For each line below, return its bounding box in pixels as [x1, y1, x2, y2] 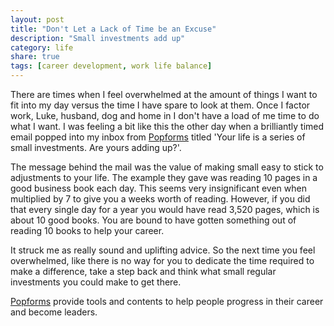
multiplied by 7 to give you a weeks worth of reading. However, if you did [10, 193, 311, 205]
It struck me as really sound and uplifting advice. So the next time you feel [10, 244, 316, 256]
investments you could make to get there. [10, 276, 182, 288]
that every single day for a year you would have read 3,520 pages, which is [10, 204, 320, 215]
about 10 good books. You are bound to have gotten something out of [10, 214, 297, 226]
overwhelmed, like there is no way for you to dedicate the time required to [10, 255, 315, 266]
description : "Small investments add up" [10, 33, 186, 43]
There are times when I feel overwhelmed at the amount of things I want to [10, 89, 318, 100]
